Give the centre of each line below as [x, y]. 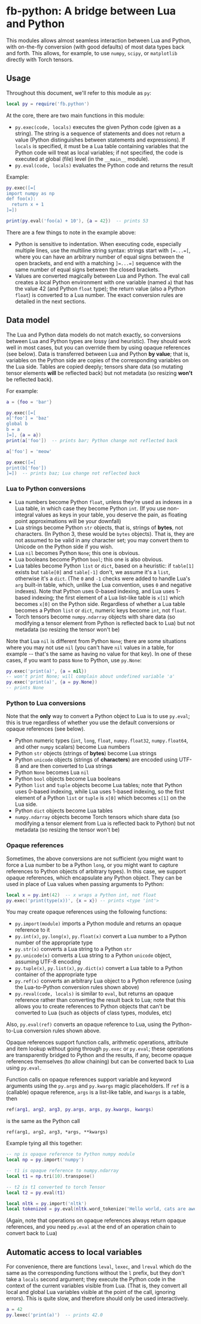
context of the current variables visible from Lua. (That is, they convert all [97, 1286]
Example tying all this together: [44, 1143]
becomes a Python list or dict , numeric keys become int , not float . [100, 610]
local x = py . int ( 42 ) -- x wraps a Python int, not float [81, 895]
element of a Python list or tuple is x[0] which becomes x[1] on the [100, 798]
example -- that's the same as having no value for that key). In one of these [99, 654]
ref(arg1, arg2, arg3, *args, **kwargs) [57, 1132]
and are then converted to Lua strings [66, 766]
